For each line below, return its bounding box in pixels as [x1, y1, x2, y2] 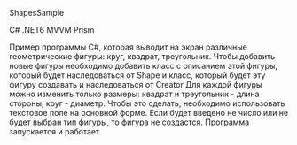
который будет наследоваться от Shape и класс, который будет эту [9, 70, 266, 80]
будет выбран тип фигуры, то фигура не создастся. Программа [9, 117, 250, 127]
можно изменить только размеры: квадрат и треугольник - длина [9, 88, 260, 99]
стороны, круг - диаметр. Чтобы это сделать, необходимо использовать [9, 98, 285, 109]
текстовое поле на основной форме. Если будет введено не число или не [9, 108, 289, 118]
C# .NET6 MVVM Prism [9, 25, 95, 34]
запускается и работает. [9, 126, 102, 136]
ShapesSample [9, 8, 65, 18]
